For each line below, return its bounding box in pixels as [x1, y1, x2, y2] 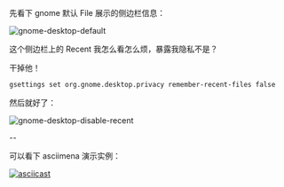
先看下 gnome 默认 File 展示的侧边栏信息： [9, 8, 166, 18]
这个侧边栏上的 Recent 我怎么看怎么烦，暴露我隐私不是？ [9, 43, 218, 54]
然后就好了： [9, 97, 56, 108]
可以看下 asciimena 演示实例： [9, 150, 122, 161]
